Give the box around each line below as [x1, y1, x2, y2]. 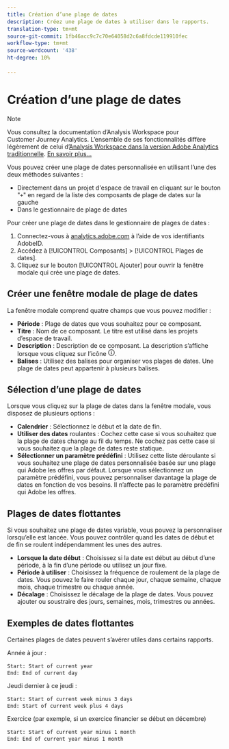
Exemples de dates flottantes [7, 617, 135, 629]
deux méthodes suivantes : [7, 170, 83, 178]
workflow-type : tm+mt [7, 40, 69, 47]
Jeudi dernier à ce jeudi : [7, 681, 77, 689]
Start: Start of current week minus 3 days [7, 696, 133, 702]
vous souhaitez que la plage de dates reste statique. [16, 444, 164, 453]
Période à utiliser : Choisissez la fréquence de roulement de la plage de [16, 568, 220, 576]
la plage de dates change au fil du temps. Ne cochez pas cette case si [16, 437, 215, 445]
